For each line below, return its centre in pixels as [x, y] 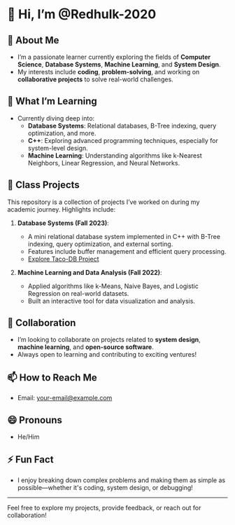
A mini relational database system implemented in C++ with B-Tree [124, 236]
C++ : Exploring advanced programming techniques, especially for [123, 140]
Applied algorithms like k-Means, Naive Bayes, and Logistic [113, 286]
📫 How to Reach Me [52, 377]
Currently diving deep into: [56, 118]
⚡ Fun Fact [30, 459]
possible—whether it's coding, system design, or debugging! [105, 487]
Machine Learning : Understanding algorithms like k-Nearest [115, 155]
